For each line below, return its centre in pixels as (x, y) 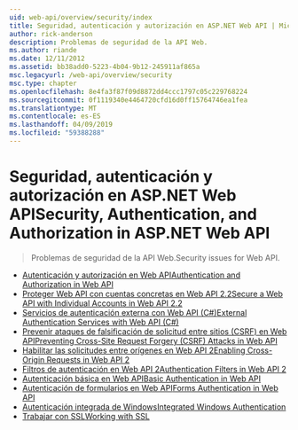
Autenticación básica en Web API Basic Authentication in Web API (141, 379)
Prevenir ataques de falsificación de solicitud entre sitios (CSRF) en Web (154, 331)
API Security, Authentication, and (133, 215)
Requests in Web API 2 (88, 359)
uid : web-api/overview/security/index (81, 17)
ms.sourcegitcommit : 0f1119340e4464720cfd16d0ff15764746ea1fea (129, 100)
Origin (33, 359)
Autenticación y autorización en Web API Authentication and (131, 275)
